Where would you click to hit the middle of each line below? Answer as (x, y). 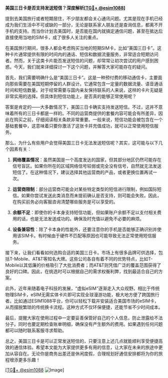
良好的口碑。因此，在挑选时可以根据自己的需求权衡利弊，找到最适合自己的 (82, 271)
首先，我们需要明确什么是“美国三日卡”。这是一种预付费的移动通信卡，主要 (82, 78)
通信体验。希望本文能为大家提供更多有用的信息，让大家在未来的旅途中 (86, 347)
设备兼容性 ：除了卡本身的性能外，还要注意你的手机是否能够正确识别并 (85, 229)
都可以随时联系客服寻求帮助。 (36, 330)
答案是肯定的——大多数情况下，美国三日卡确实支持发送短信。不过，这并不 (82, 107)
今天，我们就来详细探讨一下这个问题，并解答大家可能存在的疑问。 (82, 67)
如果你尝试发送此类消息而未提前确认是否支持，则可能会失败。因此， (91, 196)
